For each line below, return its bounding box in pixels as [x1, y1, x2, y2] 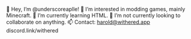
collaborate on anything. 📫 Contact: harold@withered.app [6, 18, 151, 25]
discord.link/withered [6, 27, 59, 34]
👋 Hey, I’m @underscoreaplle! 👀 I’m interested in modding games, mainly [6, 6, 186, 12]
